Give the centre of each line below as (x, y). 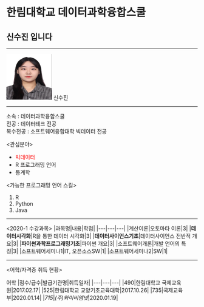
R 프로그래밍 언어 (36, 165)
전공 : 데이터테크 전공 (31, 124)
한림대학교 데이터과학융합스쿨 (76, 12)
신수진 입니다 (29, 37)
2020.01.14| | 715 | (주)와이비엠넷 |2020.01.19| (66, 298)
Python (24, 204)
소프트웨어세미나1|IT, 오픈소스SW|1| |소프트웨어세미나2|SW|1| (94, 251)
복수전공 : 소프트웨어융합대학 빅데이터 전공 (57, 131)
